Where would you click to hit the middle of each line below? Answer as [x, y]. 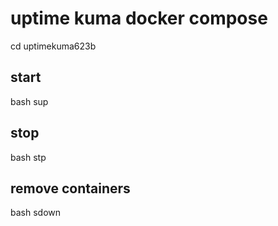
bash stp [28, 157]
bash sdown [36, 213]
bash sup [29, 101]
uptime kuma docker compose [139, 18]
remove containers [70, 188]
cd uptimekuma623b [53, 46]
